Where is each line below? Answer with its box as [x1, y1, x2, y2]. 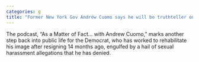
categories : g [6, 8, 41, 15]
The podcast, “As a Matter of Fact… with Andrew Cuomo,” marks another [6, 30, 185, 37]
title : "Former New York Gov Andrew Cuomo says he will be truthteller [6, 14, 187, 20]
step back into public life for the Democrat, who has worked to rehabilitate [6, 37, 187, 44]
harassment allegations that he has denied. [6, 49, 111, 56]
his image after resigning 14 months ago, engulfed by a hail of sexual [6, 43, 174, 50]
